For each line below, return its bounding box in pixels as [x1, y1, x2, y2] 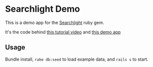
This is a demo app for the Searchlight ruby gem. [5, 20, 104, 25]
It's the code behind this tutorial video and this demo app [5, 29, 121, 35]
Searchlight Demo [5, 3, 80, 15]
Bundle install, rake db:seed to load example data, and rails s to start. [5, 56, 149, 62]
